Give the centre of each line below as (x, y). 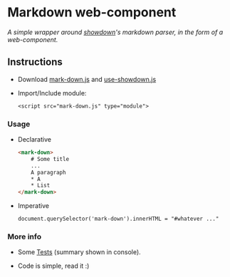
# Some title (50, 159)
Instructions (35, 62)
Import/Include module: (52, 93)
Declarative (35, 140)
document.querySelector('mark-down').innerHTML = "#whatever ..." (118, 219)
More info (24, 237)
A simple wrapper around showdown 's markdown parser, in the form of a (115, 32)
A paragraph (48, 172)
